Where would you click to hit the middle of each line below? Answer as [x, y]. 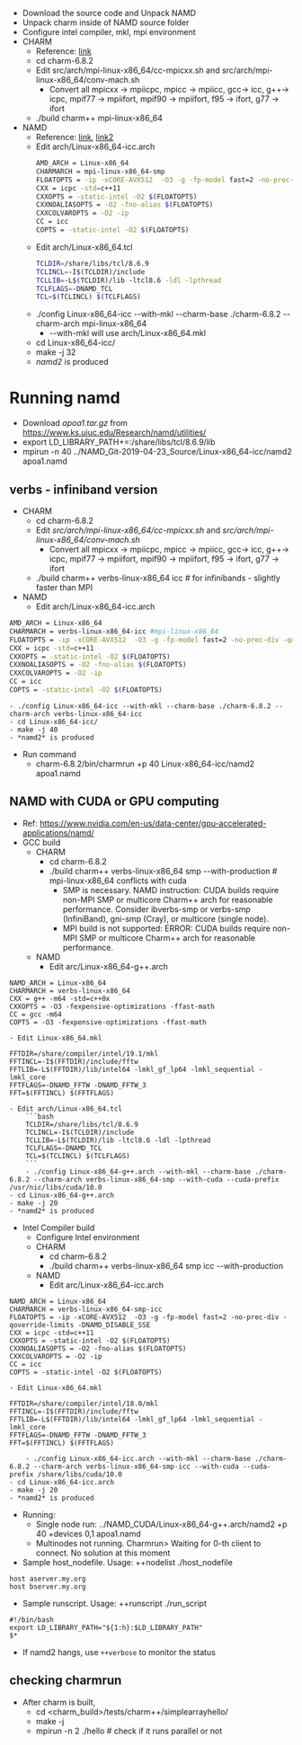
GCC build [41, 842]
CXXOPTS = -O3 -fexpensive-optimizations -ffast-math [112, 1006]
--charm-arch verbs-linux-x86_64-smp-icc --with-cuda [136, 1466]
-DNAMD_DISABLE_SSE [114, 1324]
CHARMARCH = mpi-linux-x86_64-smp [100, 171]
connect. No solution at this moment [103, 1553]
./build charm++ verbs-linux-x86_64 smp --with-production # [163, 871]
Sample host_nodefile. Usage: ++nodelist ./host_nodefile [128, 1562]
